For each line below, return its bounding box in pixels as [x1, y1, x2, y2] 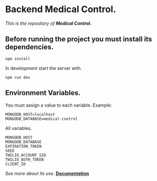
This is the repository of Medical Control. [5, 20, 92, 26]
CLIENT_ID [5, 161, 26, 166]
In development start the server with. [5, 65, 82, 71]
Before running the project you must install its [5, 35, 152, 43]
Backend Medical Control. [5, 4, 116, 15]
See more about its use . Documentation [5, 170, 89, 176]
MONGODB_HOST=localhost [5, 112, 56, 117]
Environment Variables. [5, 88, 81, 97]
